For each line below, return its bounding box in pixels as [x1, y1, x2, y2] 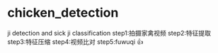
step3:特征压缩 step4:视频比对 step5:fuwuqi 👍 [7, 37, 144, 46]
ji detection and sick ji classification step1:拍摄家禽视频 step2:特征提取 [7, 29, 211, 37]
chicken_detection [7, 5, 119, 21]
